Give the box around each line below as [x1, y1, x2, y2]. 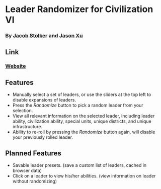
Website [5, 63, 26, 70]
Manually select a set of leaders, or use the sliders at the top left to [12, 91, 151, 98]
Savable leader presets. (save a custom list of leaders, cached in [12, 162, 147, 168]
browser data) [12, 167, 42, 174]
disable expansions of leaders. [12, 97, 76, 103]
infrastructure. [12, 124, 43, 130]
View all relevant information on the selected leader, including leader [12, 113, 155, 119]
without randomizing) [12, 178, 57, 184]
